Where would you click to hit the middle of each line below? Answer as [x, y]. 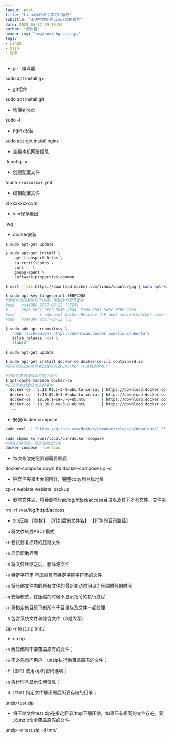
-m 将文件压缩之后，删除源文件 [38, 564]
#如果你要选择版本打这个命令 [31, 376]
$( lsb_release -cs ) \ [35, 338]
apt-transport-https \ [39, 258]
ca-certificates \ [34, 263]
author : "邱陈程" [23, 29]
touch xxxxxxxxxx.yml [29, 182]
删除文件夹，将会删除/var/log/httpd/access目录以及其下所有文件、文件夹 [89, 500]
